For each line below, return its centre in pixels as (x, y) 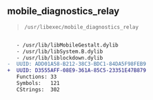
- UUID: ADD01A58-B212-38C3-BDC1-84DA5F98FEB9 (77, 64)
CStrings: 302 (38, 89)
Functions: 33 (37, 77)
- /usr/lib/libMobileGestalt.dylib (67, 45)
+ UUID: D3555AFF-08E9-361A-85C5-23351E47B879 (77, 71)
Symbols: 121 (38, 84)
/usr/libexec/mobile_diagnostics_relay (81, 27)
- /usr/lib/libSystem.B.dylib (60, 51)
